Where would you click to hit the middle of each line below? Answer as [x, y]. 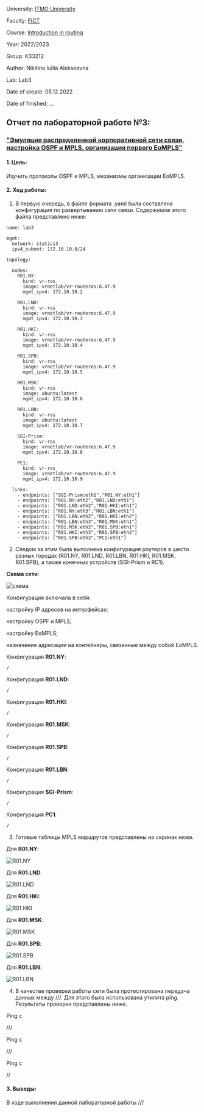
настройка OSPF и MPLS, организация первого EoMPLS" [94, 148]
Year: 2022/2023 [28, 44]
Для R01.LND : [24, 872]
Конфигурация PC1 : [31, 814]
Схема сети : [23, 574]
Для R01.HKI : [23, 896]
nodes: [20, 270]
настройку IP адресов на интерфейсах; [57, 609]
